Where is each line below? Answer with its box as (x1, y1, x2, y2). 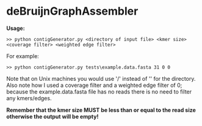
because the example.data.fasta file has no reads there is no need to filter (6, 87, 192, 95)
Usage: (6, 24, 26, 32)
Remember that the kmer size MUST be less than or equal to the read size (6, 106, 197, 114)
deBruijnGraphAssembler (6, 4, 139, 18)
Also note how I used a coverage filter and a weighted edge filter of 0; (6, 81, 182, 89)
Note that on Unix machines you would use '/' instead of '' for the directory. (6, 75, 196, 82)
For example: (6, 52, 40, 59)
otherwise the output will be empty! (6, 113, 99, 120)
